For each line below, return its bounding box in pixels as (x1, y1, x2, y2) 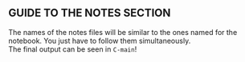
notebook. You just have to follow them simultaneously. (8, 36, 191, 45)
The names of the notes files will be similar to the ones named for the (8, 27, 238, 37)
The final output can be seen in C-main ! (8, 44, 137, 54)
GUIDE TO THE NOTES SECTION (8, 6, 171, 20)
